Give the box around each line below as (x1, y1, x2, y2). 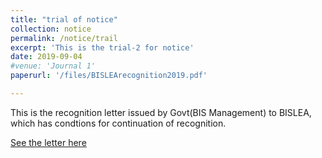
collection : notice (10, 24, 92, 34)
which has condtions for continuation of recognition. (10, 117, 227, 129)
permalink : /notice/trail (10, 33, 118, 43)
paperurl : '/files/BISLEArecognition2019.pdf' (10, 71, 208, 81)
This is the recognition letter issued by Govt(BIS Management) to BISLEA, (10, 106, 312, 118)
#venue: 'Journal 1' (10, 61, 97, 71)
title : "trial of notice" (10, 14, 118, 25)
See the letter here (10, 136, 87, 148)
